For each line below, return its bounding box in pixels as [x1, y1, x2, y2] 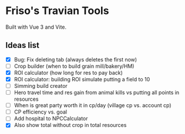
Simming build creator [14, 83, 68, 89]
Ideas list [5, 40, 39, 50]
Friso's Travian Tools [5, 4, 109, 18]
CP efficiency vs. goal [14, 108, 68, 115]
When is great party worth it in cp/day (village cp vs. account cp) [14, 102, 171, 109]
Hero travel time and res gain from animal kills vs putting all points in [14, 89, 180, 96]
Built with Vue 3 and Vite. [5, 23, 67, 30]
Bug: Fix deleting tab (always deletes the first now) [14, 56, 137, 63]
